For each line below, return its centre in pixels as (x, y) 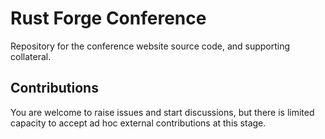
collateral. (31, 56)
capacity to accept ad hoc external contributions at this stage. (138, 123)
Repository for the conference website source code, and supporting (150, 46)
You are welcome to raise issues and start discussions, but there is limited (162, 112)
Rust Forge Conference (108, 18)
